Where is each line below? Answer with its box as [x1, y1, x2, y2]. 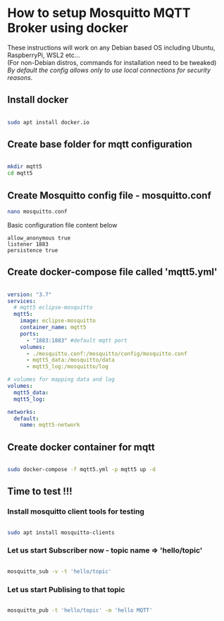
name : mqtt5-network [20, 422, 80, 429]
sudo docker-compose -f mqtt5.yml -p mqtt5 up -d [7, 466, 156, 473]
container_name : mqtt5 [20, 324, 87, 331]
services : [7, 297, 37, 304]
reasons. [7, 73, 33, 82]
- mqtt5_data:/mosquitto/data [25, 357, 115, 364]
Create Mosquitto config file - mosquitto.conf [7, 189, 211, 201]
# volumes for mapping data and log [7, 376, 115, 383]
